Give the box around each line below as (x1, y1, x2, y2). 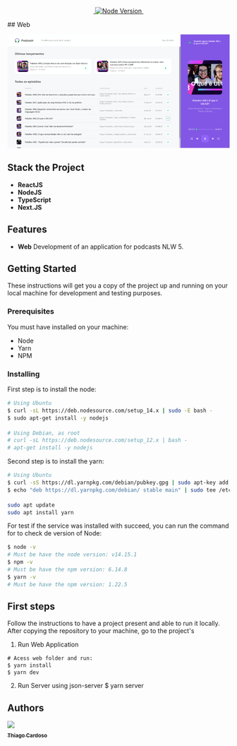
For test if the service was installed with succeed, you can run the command (7, 521, 229, 530)
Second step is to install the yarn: (7, 457, 104, 466)
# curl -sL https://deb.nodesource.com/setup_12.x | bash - (7, 437, 188, 444)
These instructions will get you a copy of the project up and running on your (7, 281, 228, 290)
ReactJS (17, 180, 44, 189)
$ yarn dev (7, 669, 39, 676)
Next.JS (17, 203, 42, 211)
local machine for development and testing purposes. (7, 289, 163, 297)
